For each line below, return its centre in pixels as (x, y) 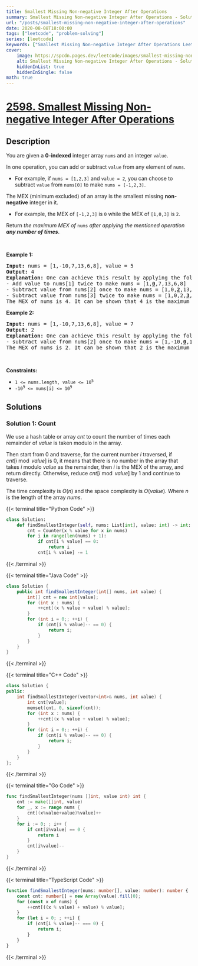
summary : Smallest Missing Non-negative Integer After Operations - (92, 17)
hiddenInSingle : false (44, 72)
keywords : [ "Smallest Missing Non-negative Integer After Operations (93, 45)
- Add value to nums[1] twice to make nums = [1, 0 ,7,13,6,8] (96, 284)
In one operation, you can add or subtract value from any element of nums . (96, 167)
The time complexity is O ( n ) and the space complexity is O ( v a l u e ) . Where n (97, 491)
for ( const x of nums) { (47, 901)
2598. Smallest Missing (65, 107)
